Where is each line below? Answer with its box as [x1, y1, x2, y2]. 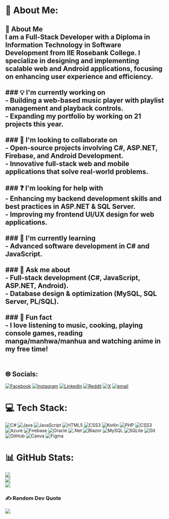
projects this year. [5, 120, 64, 128]
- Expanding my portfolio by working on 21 [5, 112, 142, 121]
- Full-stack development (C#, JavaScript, [5, 273, 141, 282]
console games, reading [5, 329, 83, 338]
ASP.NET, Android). [5, 281, 69, 290]
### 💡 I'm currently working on [5, 88, 106, 97]
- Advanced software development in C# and [5, 242, 150, 250]
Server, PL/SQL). [5, 297, 59, 306]
